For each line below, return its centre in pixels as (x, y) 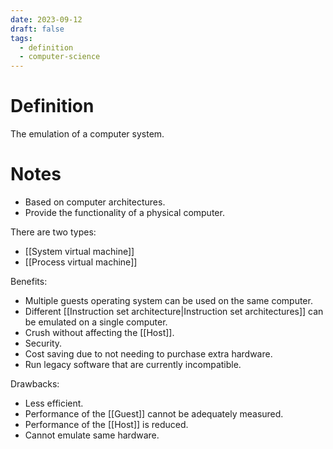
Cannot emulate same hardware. (92, 435)
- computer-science (60, 57)
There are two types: (53, 232)
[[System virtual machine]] (79, 251)
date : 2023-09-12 (46, 19)
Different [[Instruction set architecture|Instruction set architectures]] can (174, 311)
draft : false (37, 29)
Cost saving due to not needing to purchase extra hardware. (148, 354)
